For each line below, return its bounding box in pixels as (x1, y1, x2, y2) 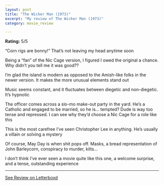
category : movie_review (5, 21, 54, 26)
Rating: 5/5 (5, 39, 28, 44)
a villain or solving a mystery (5, 131, 62, 137)
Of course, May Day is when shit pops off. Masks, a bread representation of (5, 141, 158, 147)
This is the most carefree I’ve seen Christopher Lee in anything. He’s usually (5, 126, 158, 132)
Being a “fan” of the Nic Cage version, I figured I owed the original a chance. (5, 57, 159, 63)
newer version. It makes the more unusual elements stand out (5, 77, 129, 83)
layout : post (5, 7, 32, 12)
